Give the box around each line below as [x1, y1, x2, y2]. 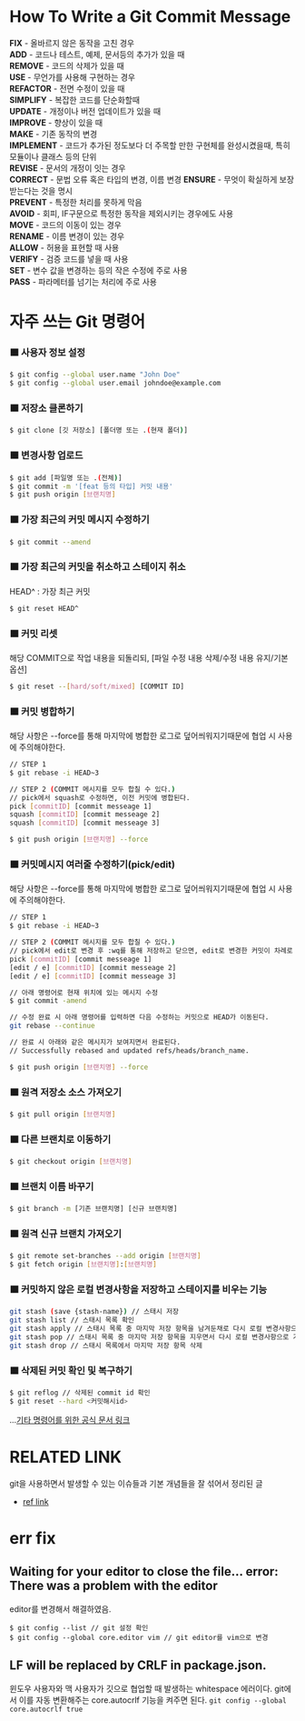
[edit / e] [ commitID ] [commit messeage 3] [9, 971, 177, 981]
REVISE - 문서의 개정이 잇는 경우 [9, 162, 126, 174]
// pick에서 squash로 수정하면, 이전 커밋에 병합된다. [9, 793, 191, 802]
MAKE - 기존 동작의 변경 [9, 128, 98, 139]
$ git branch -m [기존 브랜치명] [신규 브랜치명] [9, 1205, 178, 1214]
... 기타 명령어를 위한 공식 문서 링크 [9, 1414, 131, 1425]
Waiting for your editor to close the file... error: [9, 1564, 279, 1579]
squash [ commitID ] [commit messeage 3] [9, 818, 161, 828]
